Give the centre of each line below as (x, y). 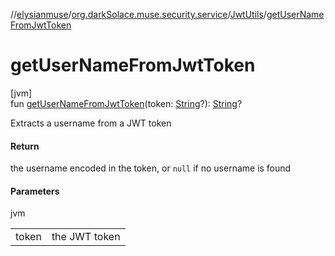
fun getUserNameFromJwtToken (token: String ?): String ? (126, 103)
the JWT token (86, 237)
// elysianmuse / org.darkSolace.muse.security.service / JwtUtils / (138, 14)
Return (25, 146)
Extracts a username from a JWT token (91, 123)
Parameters (35, 191)
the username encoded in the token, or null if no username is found (151, 168)
